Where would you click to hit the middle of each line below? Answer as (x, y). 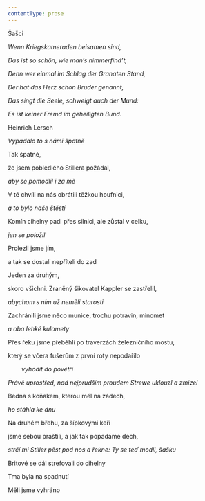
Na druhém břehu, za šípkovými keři (59, 423)
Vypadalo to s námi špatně (46, 141)
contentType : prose (36, 14)
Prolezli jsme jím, (32, 248)
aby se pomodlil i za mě (42, 181)
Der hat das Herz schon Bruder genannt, (66, 87)
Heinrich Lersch (31, 127)
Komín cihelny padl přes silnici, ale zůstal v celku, (78, 221)
